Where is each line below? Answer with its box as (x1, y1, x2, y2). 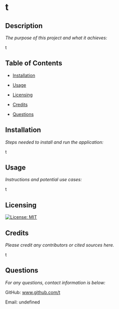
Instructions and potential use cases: (5, 177, 82, 183)
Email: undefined (5, 299, 40, 305)
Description (5, 22, 43, 30)
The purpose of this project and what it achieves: (5, 35, 107, 41)
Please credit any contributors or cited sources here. (5, 242, 114, 248)
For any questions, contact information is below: (5, 279, 105, 285)
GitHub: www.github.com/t (5, 289, 61, 295)
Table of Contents (5, 59, 63, 68)
